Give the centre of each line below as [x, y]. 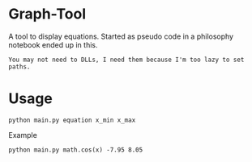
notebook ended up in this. [53, 44]
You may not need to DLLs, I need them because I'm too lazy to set [126, 60]
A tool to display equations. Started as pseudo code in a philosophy [121, 36]
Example [23, 135]
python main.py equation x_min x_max [72, 120]
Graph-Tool [47, 14]
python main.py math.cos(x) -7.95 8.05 [76, 150]
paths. [19, 66]
